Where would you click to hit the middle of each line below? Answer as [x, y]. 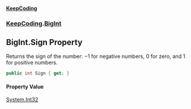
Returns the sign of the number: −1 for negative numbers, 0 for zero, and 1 [96, 56]
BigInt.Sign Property [44, 42]
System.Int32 [22, 100]
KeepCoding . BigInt [34, 23]
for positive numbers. [32, 63]
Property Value [25, 86]
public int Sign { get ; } [38, 73]
